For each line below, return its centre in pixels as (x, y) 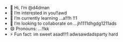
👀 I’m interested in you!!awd (38, 13)
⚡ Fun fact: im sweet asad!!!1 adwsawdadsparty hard (64, 34)
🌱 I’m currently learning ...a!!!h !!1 (43, 18)
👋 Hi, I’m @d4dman (30, 8)
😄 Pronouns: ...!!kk (29, 29)
